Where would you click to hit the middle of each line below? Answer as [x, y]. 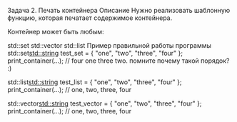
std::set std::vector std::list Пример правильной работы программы [110, 45]
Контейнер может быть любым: [56, 32]
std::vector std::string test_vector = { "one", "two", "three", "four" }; [105, 103]
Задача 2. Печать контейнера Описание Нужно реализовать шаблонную [119, 10]
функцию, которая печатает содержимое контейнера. [90, 18]
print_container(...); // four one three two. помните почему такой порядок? [118, 61]
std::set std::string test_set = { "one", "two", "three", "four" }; [95, 53]
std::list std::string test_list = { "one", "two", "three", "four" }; [95, 82]
